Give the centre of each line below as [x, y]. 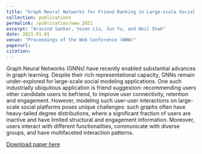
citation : [19, 51]
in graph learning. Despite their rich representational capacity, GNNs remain [100, 75]
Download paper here [33, 144]
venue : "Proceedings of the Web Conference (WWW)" [71, 40]
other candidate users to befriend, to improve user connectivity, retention [97, 94]
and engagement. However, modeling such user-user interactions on [92, 100]
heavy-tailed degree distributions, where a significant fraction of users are [99, 113]
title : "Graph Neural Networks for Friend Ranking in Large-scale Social [101, 12]
